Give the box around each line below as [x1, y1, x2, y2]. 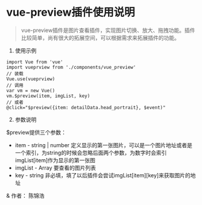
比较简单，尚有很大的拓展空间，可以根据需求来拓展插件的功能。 [21, 34, 180, 41]
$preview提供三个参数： [6, 128, 67, 136]
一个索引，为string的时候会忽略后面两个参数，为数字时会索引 [14, 149, 167, 156]
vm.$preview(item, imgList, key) [6, 93, 90, 99]
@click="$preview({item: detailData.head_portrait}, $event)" [6, 104, 166, 110]
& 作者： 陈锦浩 [6, 192, 45, 199]
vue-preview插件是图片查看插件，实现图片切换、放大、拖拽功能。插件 [21, 27, 195, 34]
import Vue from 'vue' [6, 58, 63, 65]
